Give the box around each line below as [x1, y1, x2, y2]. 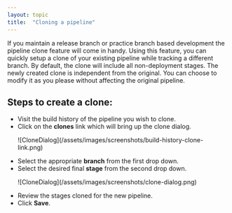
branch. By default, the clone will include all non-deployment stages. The [7, 61, 219, 69]
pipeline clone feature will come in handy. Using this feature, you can [7, 46, 207, 55]
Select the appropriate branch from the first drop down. [17, 157, 179, 165]
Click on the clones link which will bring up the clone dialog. [17, 123, 191, 131]
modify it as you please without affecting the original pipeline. [7, 76, 186, 84]
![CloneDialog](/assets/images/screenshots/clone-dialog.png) [17, 178, 198, 186]
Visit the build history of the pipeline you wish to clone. [17, 115, 177, 123]
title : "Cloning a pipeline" [7, 18, 96, 26]
